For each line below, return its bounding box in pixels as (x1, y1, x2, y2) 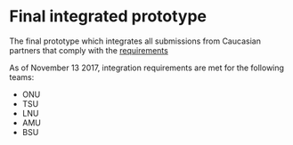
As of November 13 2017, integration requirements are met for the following (9, 62, 285, 73)
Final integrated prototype (9, 6, 208, 27)
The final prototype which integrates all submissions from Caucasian (9, 36, 261, 46)
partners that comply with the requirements (9, 44, 169, 55)
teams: (9, 71, 35, 82)
